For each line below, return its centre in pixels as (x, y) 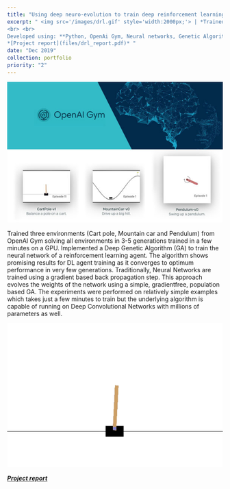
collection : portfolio (39, 58)
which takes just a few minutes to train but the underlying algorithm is (105, 299)
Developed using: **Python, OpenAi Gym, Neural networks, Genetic (104, 36)
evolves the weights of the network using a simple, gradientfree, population (114, 284)
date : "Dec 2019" (32, 51)
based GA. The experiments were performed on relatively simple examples (112, 291)
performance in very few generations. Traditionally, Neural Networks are (109, 270)
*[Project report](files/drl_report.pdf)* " (72, 44)
